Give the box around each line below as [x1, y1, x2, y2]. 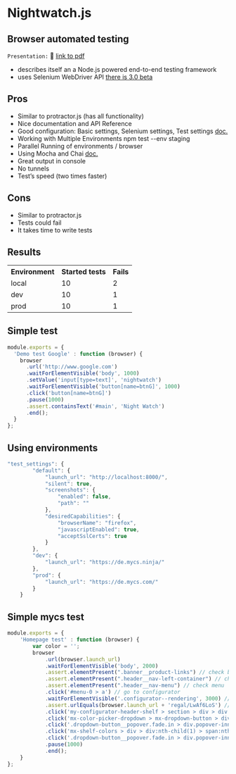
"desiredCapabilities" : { [44, 513, 121, 520]
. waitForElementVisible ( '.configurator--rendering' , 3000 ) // [44, 695, 231, 702]
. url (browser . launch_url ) [44, 656, 121, 663]
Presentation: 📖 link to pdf [7, 51, 85, 60]
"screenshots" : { [44, 487, 96, 494]
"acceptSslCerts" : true [57, 532, 128, 539]
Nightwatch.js [7, 5, 92, 21]
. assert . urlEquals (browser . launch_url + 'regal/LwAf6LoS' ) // [44, 701, 231, 709]
